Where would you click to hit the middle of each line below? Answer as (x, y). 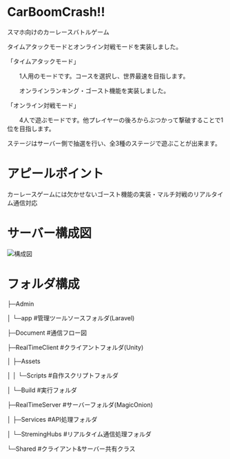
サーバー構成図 (49, 234)
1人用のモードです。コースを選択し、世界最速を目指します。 (104, 76)
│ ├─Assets (24, 361)
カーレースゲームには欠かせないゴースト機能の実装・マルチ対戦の (101, 194)
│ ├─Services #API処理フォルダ (52, 419)
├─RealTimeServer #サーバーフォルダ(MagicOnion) (80, 404)
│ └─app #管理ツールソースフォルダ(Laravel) (71, 318)
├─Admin (21, 304)
